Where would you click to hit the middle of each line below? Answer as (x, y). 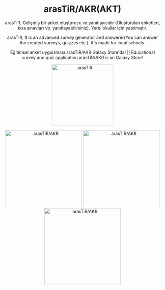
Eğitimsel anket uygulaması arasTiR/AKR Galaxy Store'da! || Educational (82, 52)
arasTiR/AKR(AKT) (82, 9)
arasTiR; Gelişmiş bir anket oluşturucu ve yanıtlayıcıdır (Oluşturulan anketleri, (82, 23)
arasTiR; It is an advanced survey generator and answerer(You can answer (82, 37)
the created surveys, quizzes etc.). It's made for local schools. (82, 42)
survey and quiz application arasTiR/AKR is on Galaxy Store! (82, 57)
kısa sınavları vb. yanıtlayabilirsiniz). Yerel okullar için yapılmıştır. (82, 28)
